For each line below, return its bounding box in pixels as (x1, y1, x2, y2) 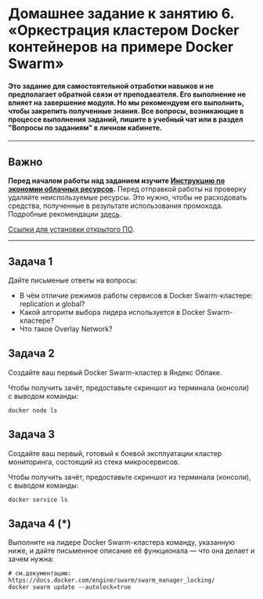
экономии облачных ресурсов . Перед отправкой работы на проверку (8, 184, 247, 194)
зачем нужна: (8, 554, 55, 564)
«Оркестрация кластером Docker (8, 21, 240, 39)
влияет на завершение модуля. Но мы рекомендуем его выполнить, (8, 97, 244, 107)
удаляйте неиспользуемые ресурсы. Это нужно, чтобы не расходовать (8, 193, 247, 203)
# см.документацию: (8, 570, 72, 578)
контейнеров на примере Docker (8, 38, 234, 56)
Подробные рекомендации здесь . (8, 210, 122, 219)
